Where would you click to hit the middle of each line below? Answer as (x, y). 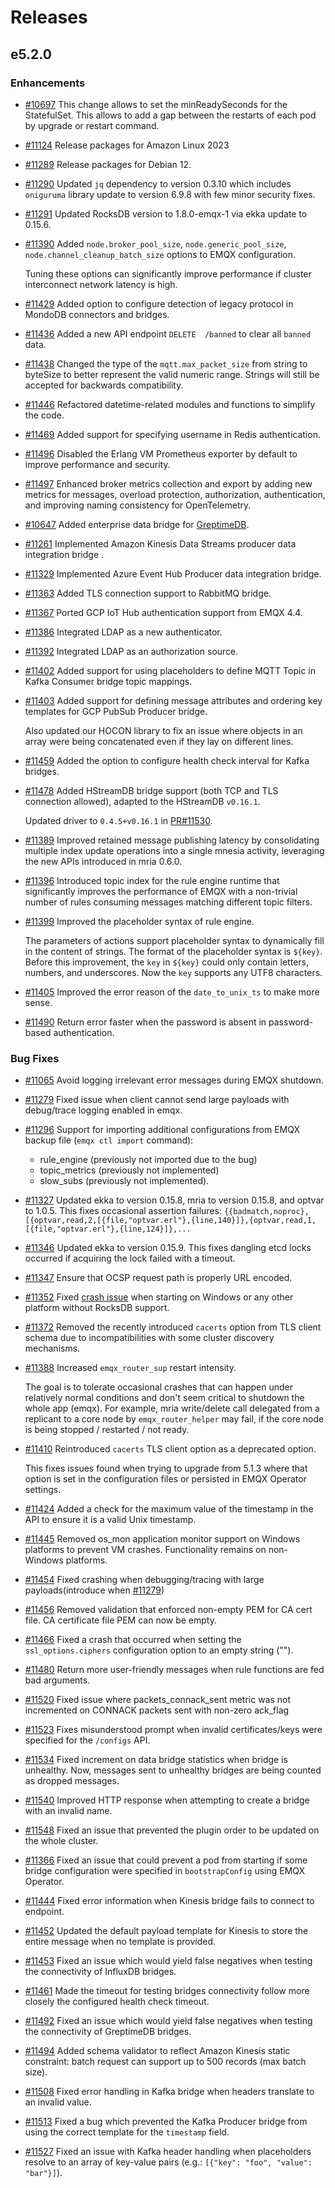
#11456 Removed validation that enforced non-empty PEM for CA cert (168, 1610)
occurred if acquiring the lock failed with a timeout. (130, 1258)
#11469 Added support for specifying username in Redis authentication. (172, 434)
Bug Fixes (35, 1058)
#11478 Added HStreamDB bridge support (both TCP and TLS (151, 790)
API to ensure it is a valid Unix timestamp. (110, 1520)
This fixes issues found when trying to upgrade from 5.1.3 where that (166, 1468)
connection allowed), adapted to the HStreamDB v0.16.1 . (142, 801)
